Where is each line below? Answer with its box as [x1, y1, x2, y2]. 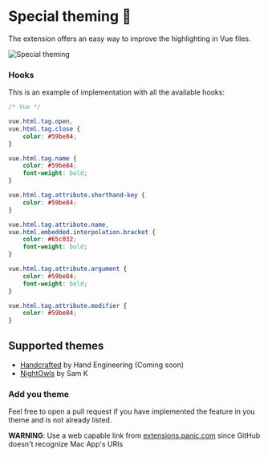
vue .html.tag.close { [8, 124, 81, 133]
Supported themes [8, 338, 104, 352]
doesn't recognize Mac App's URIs [8, 439, 124, 449]
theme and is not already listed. [8, 415, 112, 425]
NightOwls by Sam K [19, 369, 88, 378]
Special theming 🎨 [8, 7, 132, 26]
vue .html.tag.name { [8, 154, 78, 163]
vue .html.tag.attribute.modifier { [8, 301, 128, 309]
